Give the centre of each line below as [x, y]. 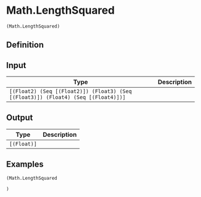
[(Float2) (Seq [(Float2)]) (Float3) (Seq [71, 91]
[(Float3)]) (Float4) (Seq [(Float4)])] [67, 97]
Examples [25, 164]
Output [19, 118]
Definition [25, 45]
